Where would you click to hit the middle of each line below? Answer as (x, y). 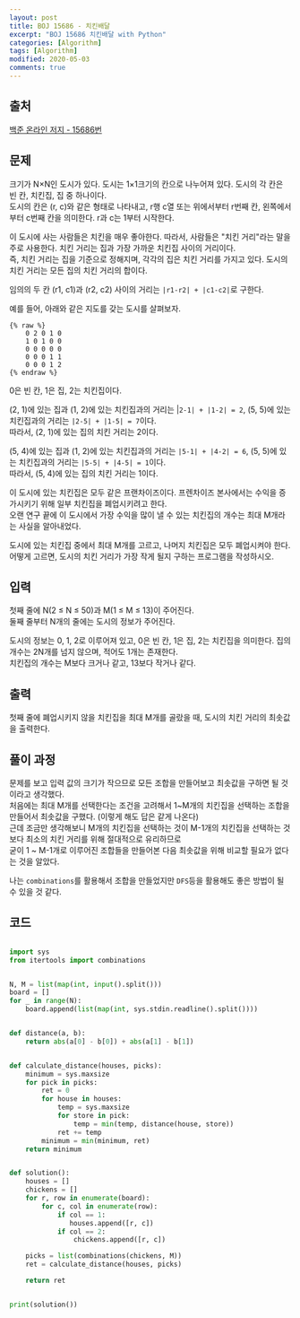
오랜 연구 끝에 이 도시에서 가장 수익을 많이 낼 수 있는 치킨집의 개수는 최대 (136, 515)
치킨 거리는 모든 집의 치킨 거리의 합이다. (78, 270)
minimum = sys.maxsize (68, 1074)
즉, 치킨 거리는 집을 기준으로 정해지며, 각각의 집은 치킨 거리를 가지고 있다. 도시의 (149, 259)
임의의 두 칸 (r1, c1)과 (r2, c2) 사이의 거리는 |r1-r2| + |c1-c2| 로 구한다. (137, 289)
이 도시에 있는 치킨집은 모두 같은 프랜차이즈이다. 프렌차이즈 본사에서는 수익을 (143, 492)
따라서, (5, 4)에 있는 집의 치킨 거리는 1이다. (84, 473)
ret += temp (79, 1132)
